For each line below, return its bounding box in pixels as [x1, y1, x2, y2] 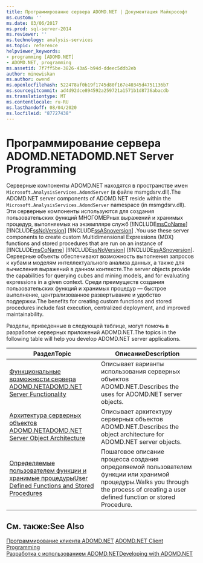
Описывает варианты [100, 360, 164, 368]
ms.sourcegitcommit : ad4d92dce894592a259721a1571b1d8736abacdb [6, 88, 169, 94]
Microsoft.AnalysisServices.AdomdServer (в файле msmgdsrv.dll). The [6, 188, 181, 196]
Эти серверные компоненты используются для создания [6, 208, 155, 215]
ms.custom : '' [6, 15, 42, 21]
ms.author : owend [6, 76, 50, 82]
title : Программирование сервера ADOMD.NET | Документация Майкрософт [6, 8, 188, 15]
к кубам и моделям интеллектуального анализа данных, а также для [6, 259, 185, 266]
